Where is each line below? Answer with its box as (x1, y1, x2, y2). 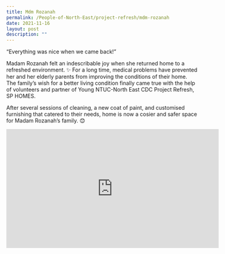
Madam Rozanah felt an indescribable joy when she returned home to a (6, 60, 185, 67)
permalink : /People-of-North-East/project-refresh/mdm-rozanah (6, 15, 170, 21)
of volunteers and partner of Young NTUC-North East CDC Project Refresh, (6, 86, 195, 93)
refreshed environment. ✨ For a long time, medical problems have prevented (6, 66, 198, 73)
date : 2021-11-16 (6, 20, 50, 26)
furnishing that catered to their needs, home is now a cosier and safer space (6, 110, 197, 118)
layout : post (6, 25, 39, 32)
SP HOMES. (6, 92, 36, 100)
